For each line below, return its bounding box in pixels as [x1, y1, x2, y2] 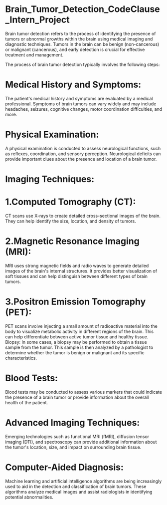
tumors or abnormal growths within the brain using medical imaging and [5, 36, 153, 42]
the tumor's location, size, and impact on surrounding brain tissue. [5, 444, 142, 450]
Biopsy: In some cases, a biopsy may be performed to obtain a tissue [5, 339, 147, 345]
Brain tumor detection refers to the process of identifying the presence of [5, 30, 156, 36]
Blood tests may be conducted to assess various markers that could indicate [5, 389, 163, 395]
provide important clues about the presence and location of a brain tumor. [5, 156, 157, 162]
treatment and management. [5, 51, 64, 58]
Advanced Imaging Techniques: [5, 417, 140, 428]
